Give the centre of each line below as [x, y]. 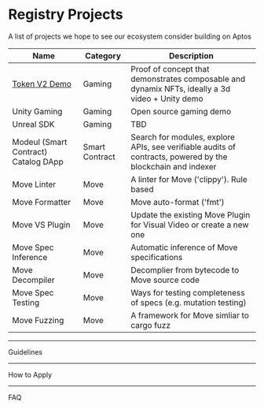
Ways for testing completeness [188, 292]
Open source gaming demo [181, 111]
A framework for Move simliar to [190, 315]
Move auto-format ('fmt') [178, 202]
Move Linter [34, 184]
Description [191, 55]
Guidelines [26, 351]
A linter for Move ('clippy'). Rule [189, 179]
